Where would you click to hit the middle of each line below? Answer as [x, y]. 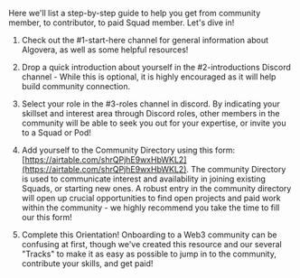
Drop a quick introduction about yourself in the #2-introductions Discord [156, 67]
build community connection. [76, 86]
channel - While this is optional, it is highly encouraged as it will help [149, 77]
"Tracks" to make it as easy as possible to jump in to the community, [149, 254]
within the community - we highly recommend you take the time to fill [150, 208]
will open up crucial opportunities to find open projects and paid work [151, 198]
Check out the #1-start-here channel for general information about [145, 40]
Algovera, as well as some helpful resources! [105, 50]
